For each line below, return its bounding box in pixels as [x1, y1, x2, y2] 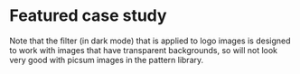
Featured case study [9, 5, 167, 26]
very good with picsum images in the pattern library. [9, 54, 204, 65]
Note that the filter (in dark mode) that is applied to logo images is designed [9, 35, 291, 46]
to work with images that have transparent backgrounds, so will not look [9, 44, 278, 55]
